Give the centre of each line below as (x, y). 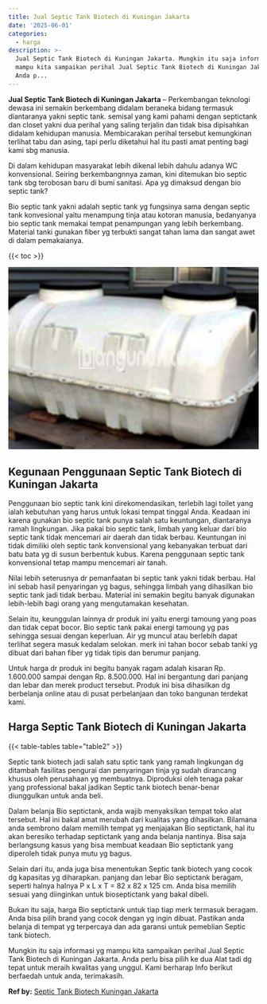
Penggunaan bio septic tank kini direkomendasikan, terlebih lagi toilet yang (131, 504)
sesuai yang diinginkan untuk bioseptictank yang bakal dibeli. (108, 894)
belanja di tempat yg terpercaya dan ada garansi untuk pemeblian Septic (127, 926)
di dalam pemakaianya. (46, 240)
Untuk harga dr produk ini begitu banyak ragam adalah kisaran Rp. (117, 669)
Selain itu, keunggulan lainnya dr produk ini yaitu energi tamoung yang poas (132, 619)
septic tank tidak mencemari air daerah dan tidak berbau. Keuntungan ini (127, 537)
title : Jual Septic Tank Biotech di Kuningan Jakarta (99, 17)
